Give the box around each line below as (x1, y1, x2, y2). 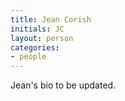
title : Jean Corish (10, 14, 92, 25)
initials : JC (10, 24, 65, 34)
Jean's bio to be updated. (10, 79, 117, 91)
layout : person (10, 33, 74, 43)
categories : (10, 42, 60, 53)
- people (10, 52, 47, 62)
